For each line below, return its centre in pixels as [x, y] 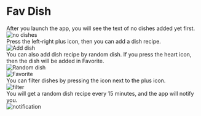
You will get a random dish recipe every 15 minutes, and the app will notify [100, 93]
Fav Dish [29, 11]
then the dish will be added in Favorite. [55, 61]
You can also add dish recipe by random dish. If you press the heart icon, [99, 54]
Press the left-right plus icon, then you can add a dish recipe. [84, 41]
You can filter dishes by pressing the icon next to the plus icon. [86, 80]
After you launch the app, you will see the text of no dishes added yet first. [101, 28]
